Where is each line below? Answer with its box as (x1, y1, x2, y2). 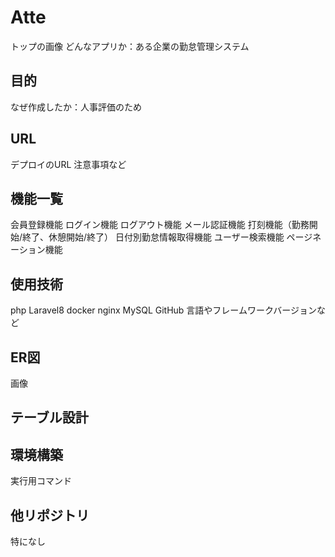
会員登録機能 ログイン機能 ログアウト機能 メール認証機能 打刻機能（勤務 (10, 219, 310, 231)
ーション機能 (10, 244, 63, 256)
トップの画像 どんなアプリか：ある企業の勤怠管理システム (10, 40, 250, 52)
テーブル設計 (10, 409, 89, 426)
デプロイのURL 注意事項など (10, 158, 127, 170)
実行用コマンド (10, 475, 72, 487)
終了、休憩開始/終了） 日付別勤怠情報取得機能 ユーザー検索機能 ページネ (22, 231, 322, 243)
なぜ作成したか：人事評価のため (10, 101, 142, 113)
